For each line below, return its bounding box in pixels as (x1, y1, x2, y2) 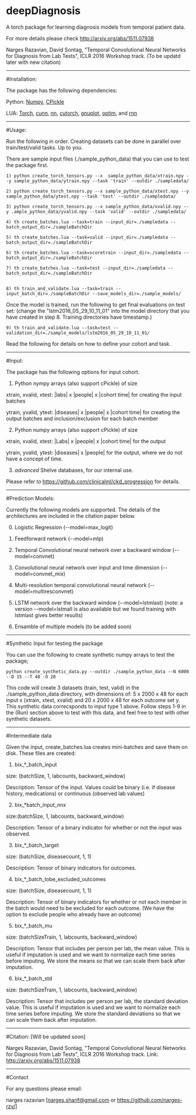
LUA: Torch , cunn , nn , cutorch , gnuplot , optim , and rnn (6, 110, 138, 117)
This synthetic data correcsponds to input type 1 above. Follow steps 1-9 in (6, 703, 186, 710)
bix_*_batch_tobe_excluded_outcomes (14, 875, 106, 882)
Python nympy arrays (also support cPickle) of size (14, 380, 138, 387)
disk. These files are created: (6, 749, 76, 756)
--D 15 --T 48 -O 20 (6, 674, 57, 680)
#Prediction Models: (6, 495, 55, 502)
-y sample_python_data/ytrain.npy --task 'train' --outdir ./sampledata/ (6, 178, 190, 184)
